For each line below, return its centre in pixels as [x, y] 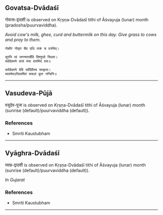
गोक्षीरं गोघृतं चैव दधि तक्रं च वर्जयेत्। [32, 48]
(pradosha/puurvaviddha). [31, 25]
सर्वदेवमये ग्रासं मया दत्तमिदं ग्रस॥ [28, 61]
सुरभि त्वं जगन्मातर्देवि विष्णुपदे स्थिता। [31, 57]
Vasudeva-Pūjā [29, 93]
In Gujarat [15, 180]
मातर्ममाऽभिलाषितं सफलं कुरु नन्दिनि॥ [31, 74]
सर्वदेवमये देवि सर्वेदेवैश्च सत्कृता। [28, 70]
